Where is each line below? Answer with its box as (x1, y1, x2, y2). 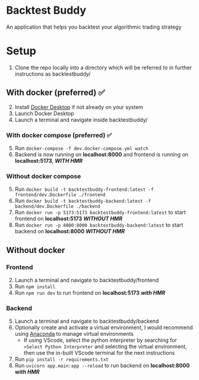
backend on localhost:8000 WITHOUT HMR (14, 228, 125, 235)
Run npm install (14, 283, 56, 290)
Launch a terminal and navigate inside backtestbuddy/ (14, 116, 148, 123)
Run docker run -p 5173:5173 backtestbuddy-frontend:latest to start (14, 209, 186, 216)
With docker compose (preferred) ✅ (6, 131, 112, 139)
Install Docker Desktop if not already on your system (14, 103, 144, 110)
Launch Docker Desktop (14, 110, 74, 117)
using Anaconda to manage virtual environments (14, 330, 134, 338)
